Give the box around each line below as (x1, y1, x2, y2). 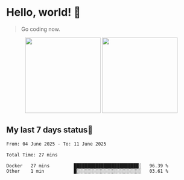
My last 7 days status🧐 (6, 125, 94, 135)
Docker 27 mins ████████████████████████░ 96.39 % (6, 162, 169, 169)
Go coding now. (21, 25, 60, 33)
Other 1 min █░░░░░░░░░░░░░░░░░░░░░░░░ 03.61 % (6, 169, 169, 175)
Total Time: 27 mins (6, 152, 59, 158)
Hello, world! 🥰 (6, 5, 81, 19)
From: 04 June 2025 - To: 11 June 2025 (6, 141, 107, 147)
